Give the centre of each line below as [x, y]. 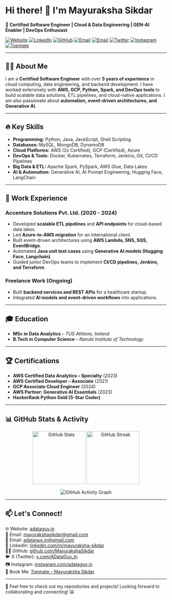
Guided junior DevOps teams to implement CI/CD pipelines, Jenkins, [85, 262]
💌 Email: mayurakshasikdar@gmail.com [47, 534]
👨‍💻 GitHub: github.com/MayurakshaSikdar [50, 551]
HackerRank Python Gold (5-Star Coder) [57, 398]
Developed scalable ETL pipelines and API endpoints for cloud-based [87, 224]
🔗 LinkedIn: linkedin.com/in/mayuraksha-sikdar [55, 545]
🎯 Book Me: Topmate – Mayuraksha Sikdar [50, 571]
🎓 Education [27, 319]
